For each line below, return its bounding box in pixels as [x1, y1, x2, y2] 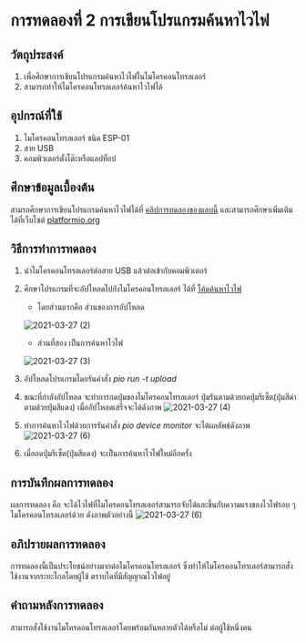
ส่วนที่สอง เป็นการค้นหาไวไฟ [36, 338, 124, 349]
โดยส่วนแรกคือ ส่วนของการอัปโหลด [36, 301, 145, 312]
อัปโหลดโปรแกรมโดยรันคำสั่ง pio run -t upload [23, 373, 177, 384]
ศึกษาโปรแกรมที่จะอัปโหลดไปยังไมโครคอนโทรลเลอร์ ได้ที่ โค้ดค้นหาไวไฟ [23, 283, 242, 294]
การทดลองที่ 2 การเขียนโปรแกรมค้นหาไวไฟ [10, 10, 270, 31]
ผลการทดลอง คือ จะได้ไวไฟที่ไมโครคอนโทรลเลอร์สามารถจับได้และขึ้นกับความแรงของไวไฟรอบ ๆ [10, 499, 296, 510]
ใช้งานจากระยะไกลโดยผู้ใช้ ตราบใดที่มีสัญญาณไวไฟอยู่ [10, 571, 171, 582]
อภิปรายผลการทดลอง [10, 536, 106, 552]
